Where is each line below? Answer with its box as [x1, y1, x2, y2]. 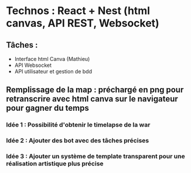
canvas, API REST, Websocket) [6, 16, 159, 30]
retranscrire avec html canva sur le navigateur [6, 94, 179, 104]
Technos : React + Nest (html [6, 4, 151, 18]
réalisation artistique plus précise [6, 160, 104, 168]
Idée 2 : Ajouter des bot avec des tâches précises [6, 137, 149, 145]
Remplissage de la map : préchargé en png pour [6, 85, 184, 95]
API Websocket [14, 62, 52, 69]
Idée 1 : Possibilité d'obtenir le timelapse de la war [6, 121, 151, 129]
